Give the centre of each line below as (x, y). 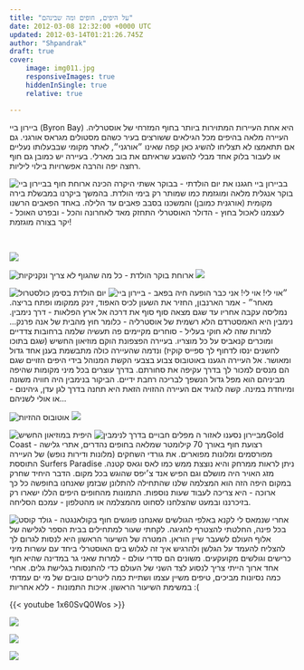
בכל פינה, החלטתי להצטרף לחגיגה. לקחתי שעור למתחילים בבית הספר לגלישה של (148, 529)
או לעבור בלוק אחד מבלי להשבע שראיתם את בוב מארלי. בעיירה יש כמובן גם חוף (145, 156)
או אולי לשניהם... (38, 398)
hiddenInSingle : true (66, 85)
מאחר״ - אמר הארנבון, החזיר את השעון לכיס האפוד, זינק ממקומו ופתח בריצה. (141, 302)
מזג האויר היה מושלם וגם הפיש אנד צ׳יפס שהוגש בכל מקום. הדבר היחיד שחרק (142, 473)
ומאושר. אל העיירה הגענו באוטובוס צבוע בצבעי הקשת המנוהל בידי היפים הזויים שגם (150, 359)
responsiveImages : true (71, 77)
